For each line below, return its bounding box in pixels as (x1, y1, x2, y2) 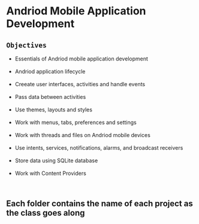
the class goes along (6, 208, 85, 218)
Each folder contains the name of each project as (6, 199, 193, 209)
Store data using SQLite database (14, 157, 98, 164)
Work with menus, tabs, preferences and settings (14, 119, 137, 126)
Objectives (6, 41, 47, 49)
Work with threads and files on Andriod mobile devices (14, 132, 151, 138)
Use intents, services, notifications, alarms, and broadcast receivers (14, 144, 183, 151)
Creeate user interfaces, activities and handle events (14, 81, 146, 87)
